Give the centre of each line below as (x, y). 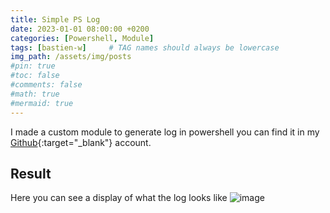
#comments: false (46, 85)
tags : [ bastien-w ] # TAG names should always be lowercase (145, 47)
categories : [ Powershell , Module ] (82, 38)
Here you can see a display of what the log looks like (119, 198)
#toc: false (35, 76)
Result (31, 173)
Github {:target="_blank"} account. (81, 142)
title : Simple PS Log (55, 19)
